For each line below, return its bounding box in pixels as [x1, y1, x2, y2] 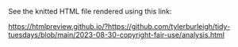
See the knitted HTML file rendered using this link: [8, 7, 172, 16]
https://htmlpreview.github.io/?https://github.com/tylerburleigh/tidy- [8, 22, 231, 31]
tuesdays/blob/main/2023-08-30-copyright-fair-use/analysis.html [8, 31, 225, 39]
